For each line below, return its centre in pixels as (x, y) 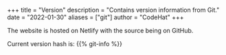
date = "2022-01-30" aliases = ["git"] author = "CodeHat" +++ (95, 17)
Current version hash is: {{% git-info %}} (65, 44)
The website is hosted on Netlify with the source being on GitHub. (100, 31)
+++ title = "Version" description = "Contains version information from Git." (113, 10)
